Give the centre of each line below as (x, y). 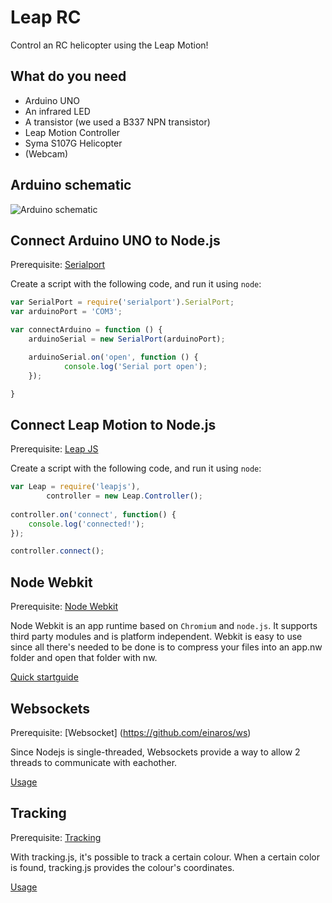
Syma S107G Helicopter (73, 143)
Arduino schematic (71, 185)
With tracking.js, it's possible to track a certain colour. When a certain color (165, 857)
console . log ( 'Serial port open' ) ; (135, 366)
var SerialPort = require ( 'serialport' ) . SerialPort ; (122, 302)
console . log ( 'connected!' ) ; (86, 524)
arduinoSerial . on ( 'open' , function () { (113, 357)
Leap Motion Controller (72, 132)
